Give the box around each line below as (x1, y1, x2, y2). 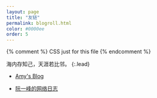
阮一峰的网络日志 (15, 85, 58, 93)
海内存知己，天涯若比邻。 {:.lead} (6, 60, 90, 68)
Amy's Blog (15, 73, 44, 80)
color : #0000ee (6, 25, 45, 32)
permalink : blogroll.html (6, 20, 72, 26)
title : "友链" (6, 15, 41, 21)
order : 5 (6, 31, 28, 38)
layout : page (6, 8, 39, 15)
